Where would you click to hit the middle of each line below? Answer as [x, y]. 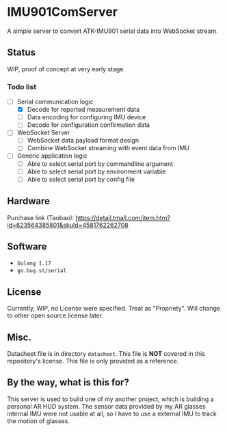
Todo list [22, 86]
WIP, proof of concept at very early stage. [66, 69]
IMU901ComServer [63, 12]
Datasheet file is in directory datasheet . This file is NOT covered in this [106, 353]
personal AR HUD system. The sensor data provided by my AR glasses [107, 406]
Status [22, 52]
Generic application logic [52, 156]
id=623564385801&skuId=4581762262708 [68, 225]
